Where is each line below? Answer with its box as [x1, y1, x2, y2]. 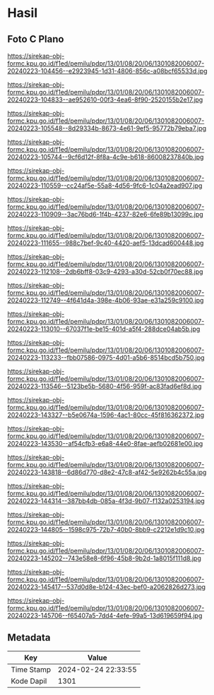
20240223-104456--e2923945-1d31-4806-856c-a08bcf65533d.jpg [7, 67, 208, 75]
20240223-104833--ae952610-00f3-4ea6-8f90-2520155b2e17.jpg [7, 95, 203, 104]
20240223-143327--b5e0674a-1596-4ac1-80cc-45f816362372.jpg [7, 411, 205, 419]
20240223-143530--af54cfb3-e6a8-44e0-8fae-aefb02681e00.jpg [7, 440, 203, 447]
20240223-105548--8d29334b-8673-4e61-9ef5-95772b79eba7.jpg [7, 124, 207, 132]
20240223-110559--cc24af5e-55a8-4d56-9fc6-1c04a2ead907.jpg [7, 181, 203, 190]
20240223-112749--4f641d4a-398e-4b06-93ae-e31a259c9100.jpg [7, 296, 204, 304]
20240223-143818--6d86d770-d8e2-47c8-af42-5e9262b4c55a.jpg [7, 468, 207, 476]
